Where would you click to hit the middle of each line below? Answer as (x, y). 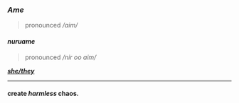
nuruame (21, 41)
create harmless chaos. (43, 94)
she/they (21, 71)
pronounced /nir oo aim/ (60, 57)
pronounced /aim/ (51, 25)
